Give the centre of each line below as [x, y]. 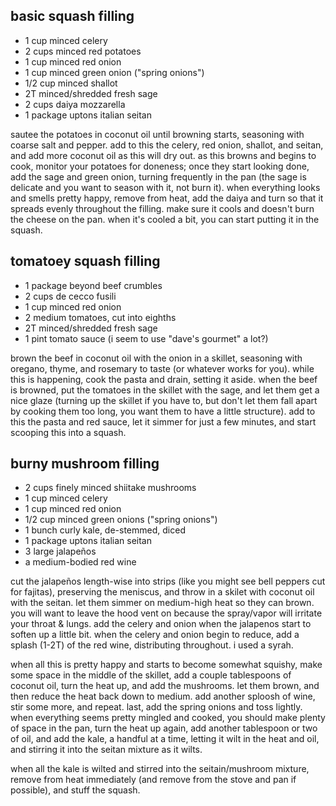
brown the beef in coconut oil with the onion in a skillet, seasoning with [156, 358]
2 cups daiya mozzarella [75, 104]
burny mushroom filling [85, 464]
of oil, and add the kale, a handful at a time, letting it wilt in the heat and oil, [165, 739]
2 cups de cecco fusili [70, 296]
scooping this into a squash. [68, 432]
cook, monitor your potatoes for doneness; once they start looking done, [160, 166]
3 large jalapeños [60, 551]
